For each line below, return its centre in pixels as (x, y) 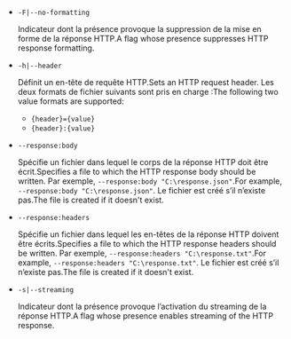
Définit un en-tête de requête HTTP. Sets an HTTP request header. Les (146, 82)
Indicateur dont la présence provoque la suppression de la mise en (139, 29)
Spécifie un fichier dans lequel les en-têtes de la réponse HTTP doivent (148, 234)
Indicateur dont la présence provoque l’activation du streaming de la (142, 306)
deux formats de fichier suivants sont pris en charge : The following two (148, 92)
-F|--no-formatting (54, 12)
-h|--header (39, 66)
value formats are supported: (71, 101)
